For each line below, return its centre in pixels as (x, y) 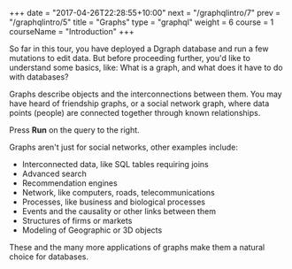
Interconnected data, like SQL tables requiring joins (115, 164)
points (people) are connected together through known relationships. (135, 113)
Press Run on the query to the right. (74, 130)
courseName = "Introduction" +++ (72, 31)
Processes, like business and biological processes (114, 202)
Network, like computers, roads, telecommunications (118, 192)
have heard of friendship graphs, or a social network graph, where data (139, 104)
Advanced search (54, 173)
